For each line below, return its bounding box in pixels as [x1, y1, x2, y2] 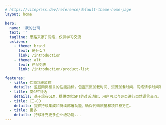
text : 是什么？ [18, 48, 47, 53]
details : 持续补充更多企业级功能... [14, 112, 82, 118]
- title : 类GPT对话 [9, 89, 47, 94]
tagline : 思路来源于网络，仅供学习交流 [9, 35, 82, 40]
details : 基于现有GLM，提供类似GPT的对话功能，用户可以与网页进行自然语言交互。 [14, 94, 162, 99]
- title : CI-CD [9, 98, 41, 104]
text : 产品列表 [18, 62, 47, 67]
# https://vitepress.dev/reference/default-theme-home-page [5, 7, 132, 12]
